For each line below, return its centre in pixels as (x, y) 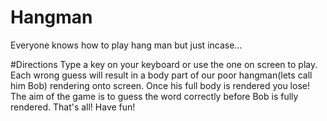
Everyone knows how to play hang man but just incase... (126, 45)
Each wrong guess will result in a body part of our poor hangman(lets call (161, 75)
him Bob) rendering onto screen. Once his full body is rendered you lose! (160, 85)
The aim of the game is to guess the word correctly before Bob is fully (154, 96)
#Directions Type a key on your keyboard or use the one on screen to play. (164, 64)
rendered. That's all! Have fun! (73, 107)
